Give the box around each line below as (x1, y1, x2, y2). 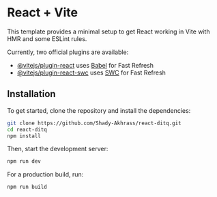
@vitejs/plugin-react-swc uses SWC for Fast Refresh (16, 68, 166, 77)
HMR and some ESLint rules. (7, 34, 87, 42)
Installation (7, 88, 56, 100)
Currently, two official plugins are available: (7, 48, 129, 56)
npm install (7, 132, 41, 140)
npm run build (7, 183, 48, 191)
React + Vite (7, 5, 78, 21)
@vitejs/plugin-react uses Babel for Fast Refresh (16, 61, 154, 69)
